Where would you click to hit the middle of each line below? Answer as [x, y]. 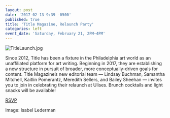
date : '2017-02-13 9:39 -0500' [38, 15]
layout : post [19, 10]
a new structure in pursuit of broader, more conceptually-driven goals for [82, 69]
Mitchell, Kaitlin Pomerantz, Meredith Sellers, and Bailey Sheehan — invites [84, 80]
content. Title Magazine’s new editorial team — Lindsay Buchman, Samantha [85, 74]
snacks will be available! [30, 90]
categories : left [24, 29]
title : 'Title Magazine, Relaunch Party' [50, 24]
